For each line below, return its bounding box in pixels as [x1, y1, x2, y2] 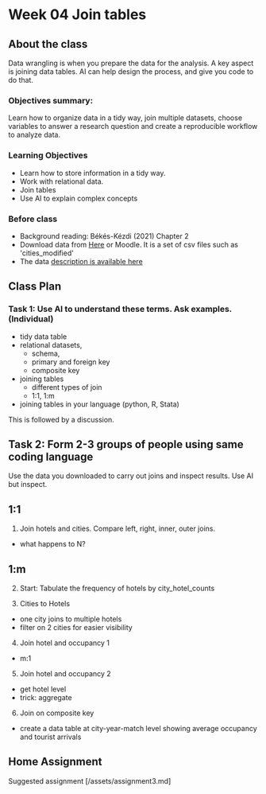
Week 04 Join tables [8, 6, 147, 24]
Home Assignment [8, 755, 102, 769]
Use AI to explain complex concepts [19, 193, 138, 203]
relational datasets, [19, 340, 83, 349]
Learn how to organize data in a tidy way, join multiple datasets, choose [8, 113, 243, 123]
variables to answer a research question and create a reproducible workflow [8, 122, 258, 131]
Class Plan [8, 280, 62, 294]
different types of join [31, 382, 102, 391]
